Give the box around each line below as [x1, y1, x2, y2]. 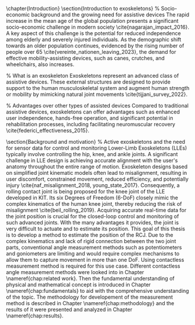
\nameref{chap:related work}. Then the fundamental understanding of [6, 275, 175, 282]
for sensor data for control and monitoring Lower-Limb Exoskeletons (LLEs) [6, 144, 187, 151]
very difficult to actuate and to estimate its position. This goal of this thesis [6, 225, 186, 232]
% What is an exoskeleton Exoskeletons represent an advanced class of [6, 72, 179, 79]
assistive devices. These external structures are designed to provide [6, 78, 171, 85]
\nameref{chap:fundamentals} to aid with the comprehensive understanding [6, 288, 189, 294]
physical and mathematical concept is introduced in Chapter [6, 281, 151, 288]
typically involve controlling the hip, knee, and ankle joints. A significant [6, 151, 178, 157]
